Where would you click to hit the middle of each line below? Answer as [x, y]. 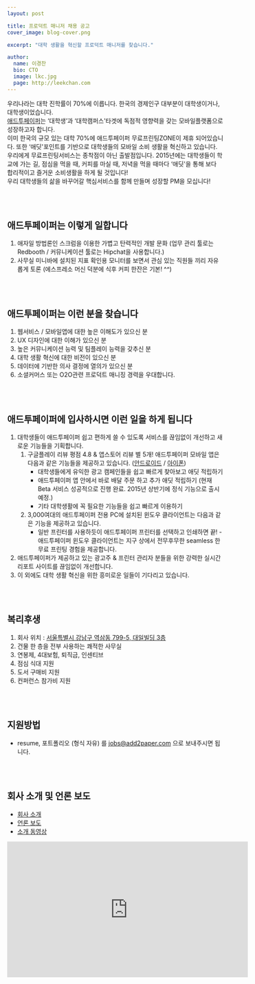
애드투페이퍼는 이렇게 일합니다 [68, 226]
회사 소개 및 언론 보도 [49, 796]
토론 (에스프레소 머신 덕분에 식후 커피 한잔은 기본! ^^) [101, 269]
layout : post [26, 13]
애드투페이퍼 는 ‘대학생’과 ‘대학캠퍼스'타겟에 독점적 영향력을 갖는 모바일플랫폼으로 [115, 121]
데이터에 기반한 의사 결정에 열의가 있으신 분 [75, 366]
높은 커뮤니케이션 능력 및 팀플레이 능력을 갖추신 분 [84, 349]
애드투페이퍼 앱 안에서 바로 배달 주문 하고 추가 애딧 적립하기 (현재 [125, 481]
